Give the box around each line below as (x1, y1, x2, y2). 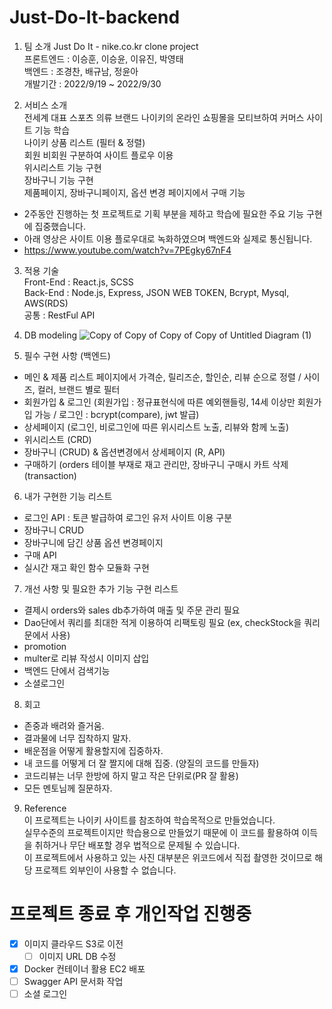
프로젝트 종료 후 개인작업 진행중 (9, 903, 252, 926)
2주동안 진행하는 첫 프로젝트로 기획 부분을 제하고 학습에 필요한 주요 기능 (23, 207, 304, 220)
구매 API (23, 549, 57, 561)
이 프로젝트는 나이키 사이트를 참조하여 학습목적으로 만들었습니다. (23, 814, 276, 826)
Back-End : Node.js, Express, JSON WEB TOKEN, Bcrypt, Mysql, (23, 286, 290, 298)
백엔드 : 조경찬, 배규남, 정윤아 (23, 65, 139, 77)
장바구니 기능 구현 (23, 174, 94, 186)
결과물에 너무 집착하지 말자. (23, 732, 132, 744)
